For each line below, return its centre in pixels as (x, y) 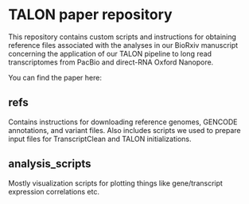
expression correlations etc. (54, 191)
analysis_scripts (50, 164)
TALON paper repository (90, 15)
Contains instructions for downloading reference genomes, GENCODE (123, 122)
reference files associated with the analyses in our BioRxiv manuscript (123, 45)
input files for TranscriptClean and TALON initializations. (100, 139)
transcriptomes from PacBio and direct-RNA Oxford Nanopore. (111, 62)
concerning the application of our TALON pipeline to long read (110, 53)
